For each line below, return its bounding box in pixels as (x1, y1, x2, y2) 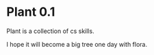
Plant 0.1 (6, 4, 55, 20)
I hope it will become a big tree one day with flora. (6, 40, 148, 48)
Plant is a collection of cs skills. (6, 27, 94, 35)
